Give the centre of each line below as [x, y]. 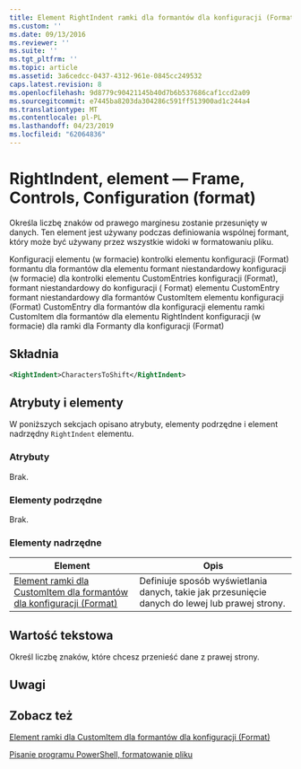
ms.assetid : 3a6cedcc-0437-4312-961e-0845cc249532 [106, 76]
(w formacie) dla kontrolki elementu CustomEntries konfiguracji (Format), [144, 278]
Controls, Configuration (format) [133, 198]
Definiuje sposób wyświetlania [203, 581]
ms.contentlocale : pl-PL [56, 118]
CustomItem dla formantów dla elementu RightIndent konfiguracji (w [135, 316]
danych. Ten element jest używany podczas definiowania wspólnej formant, [149, 232]
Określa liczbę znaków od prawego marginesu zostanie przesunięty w [138, 223]
